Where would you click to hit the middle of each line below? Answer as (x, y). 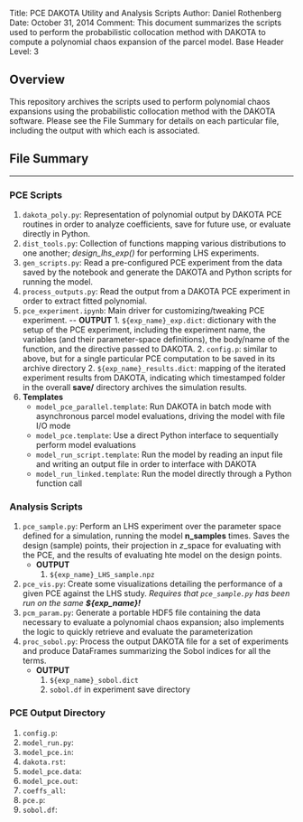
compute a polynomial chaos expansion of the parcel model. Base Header (147, 42)
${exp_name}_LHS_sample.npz (102, 575)
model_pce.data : (52, 771)
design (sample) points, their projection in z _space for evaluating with (151, 546)
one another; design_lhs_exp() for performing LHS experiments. (141, 253)
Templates (43, 397)
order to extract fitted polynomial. (85, 301)
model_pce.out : (50, 780)
